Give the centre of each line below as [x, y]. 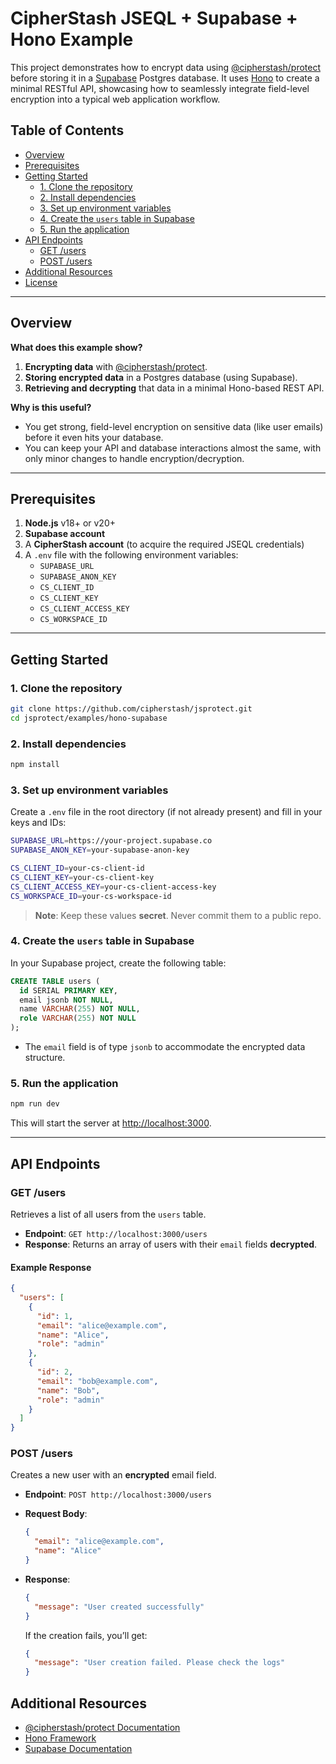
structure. [45, 1058]
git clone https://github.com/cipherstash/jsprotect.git [131, 709]
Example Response [51, 1267]
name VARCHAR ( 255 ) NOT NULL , [80, 1009]
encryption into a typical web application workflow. [115, 99]
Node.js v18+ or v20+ [70, 523]
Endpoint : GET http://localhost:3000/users [116, 1233]
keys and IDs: [38, 823]
